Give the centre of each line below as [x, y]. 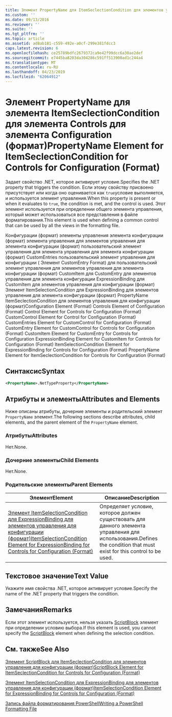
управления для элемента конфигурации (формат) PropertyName [77, 295]
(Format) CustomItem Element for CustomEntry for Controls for [72, 333]
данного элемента [123, 526]
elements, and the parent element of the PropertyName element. [72, 422]
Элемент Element [51, 498]
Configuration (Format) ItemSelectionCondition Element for [67, 344]
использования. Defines [128, 539]
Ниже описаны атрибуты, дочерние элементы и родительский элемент [84, 411]
